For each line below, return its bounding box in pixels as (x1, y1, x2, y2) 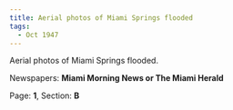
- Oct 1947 (17, 30, 59, 39)
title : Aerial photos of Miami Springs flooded (9, 13, 194, 23)
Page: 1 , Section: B (9, 90, 80, 101)
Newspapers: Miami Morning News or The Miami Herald (9, 73, 225, 84)
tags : (9, 22, 30, 31)
